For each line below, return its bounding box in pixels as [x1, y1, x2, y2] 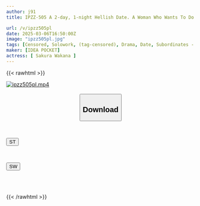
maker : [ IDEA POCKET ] [6, 47, 60, 54]
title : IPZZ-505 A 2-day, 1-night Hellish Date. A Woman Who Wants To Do [6, 14, 195, 20]
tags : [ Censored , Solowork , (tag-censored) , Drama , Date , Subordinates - [6, 42, 195, 48]
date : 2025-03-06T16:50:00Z [6, 30, 77, 36]
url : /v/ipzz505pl [6, 25, 52, 31]
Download [83, 105, 119, 114]
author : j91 [6, 8, 36, 15]
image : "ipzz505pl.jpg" [6, 36, 66, 42]
